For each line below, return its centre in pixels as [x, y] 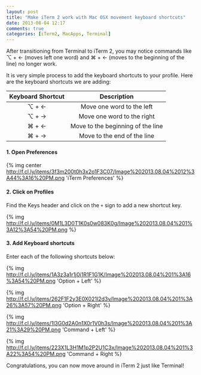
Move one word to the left [117, 107]
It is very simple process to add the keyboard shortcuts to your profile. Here [100, 75]
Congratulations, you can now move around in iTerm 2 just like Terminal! [95, 365]
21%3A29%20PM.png [33, 329]
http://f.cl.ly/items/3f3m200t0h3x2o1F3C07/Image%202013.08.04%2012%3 [100, 172]
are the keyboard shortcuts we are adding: [59, 82]
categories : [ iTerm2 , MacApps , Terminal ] [59, 34]
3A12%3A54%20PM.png [37, 229]
